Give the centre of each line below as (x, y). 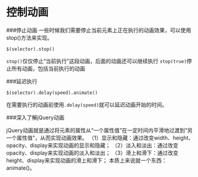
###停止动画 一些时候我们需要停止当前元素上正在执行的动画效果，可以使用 (99, 30)
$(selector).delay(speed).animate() (52, 93)
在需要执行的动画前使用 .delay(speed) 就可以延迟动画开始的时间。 (87, 104)
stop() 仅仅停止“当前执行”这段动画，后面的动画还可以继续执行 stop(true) (97, 61)
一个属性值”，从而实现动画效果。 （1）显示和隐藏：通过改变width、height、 (100, 138)
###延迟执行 (22, 81)
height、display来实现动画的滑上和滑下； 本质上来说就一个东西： (87, 160)
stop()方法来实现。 (29, 37)
